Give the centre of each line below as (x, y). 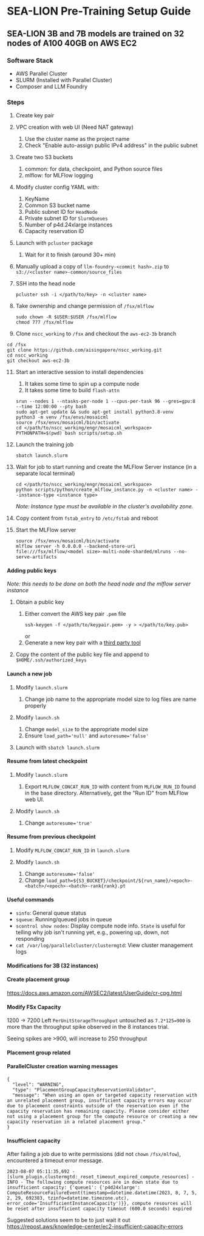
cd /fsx (17, 345)
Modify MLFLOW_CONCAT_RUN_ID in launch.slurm (73, 850)
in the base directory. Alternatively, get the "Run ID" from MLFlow (107, 793)
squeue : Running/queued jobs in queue (64, 920)
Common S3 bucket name (57, 205)
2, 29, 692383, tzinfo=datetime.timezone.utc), (68, 1198)
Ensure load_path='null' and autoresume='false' (87, 736)
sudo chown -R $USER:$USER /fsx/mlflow (66, 317)
